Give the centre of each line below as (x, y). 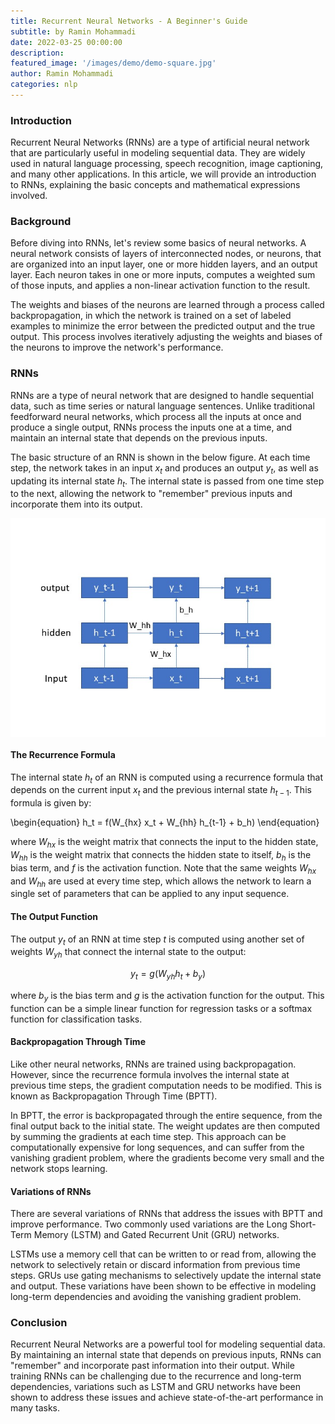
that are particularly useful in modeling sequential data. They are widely (158, 153)
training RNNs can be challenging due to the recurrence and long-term (156, 1376)
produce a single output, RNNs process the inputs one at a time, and (151, 427)
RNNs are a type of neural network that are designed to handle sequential (162, 395)
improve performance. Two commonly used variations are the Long (149, 1224)
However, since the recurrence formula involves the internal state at (150, 1074)
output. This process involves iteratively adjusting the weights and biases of (166, 337)
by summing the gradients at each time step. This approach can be (148, 1136)
